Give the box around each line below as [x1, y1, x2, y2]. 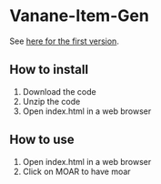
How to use [9, 132, 75, 148]
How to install [9, 62, 89, 77]
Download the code [22, 86, 97, 97]
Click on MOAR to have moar [22, 166, 131, 177]
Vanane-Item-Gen [9, 5, 150, 26]
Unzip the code [22, 96, 81, 107]
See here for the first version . [9, 36, 120, 46]
